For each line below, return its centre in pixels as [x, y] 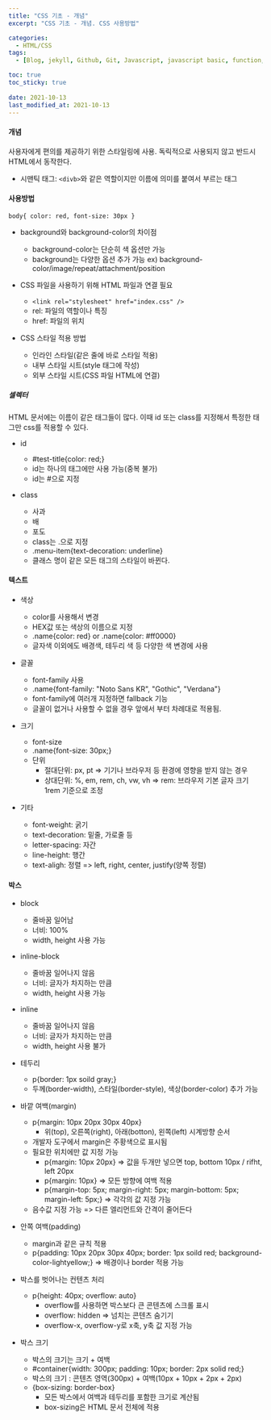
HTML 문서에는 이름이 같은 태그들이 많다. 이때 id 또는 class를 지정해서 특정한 [130, 417]
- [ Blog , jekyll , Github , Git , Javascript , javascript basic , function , [140, 61]
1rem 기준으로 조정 [73, 790]
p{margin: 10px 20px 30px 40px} [87, 1122]
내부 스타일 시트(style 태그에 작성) [85, 365]
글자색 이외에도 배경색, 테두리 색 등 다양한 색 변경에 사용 [120, 645]
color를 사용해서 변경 [65, 616]
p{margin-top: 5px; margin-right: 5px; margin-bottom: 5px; [142, 1190]
